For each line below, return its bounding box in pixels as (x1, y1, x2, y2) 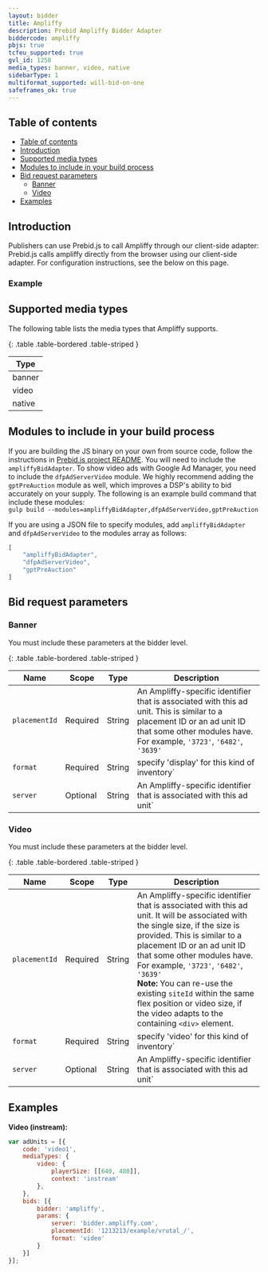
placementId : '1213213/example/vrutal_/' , (50, 1227, 195, 1235)
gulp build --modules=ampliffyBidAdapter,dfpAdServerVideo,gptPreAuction (8, 506, 259, 514)
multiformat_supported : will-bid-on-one (8, 78, 145, 86)
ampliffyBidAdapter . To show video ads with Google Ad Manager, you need (8, 463, 257, 473)
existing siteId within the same (136, 987, 254, 998)
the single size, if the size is (136, 919, 240, 930)
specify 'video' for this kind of (136, 1030, 249, 1042)
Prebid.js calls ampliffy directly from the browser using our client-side (8, 250, 238, 258)
